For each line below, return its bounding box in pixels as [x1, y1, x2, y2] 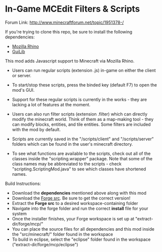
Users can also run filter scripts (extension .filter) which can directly [12, 111, 147, 117]
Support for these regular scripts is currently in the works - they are [12, 96, 147, 102]
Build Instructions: [5, 181, 41, 186]
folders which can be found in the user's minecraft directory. [12, 141, 133, 147]
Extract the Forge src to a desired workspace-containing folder [12, 200, 138, 206]
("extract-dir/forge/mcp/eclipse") [12, 241, 78, 247]
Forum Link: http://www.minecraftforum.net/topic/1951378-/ [5, 19, 124, 25]
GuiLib [12, 49, 25, 54]
